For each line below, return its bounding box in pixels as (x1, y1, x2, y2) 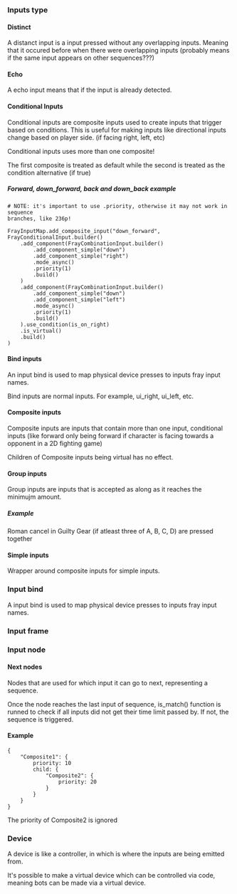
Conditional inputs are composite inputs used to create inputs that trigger (7, 118, 222, 126)
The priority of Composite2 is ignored (7, 816, 117, 824)
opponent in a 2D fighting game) (7, 439, 103, 447)
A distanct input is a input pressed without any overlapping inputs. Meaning (7, 38, 229, 47)
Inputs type (7, 5, 48, 15)
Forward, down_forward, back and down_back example (7, 184, 177, 193)
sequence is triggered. (7, 714, 74, 724)
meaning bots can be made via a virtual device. (7, 878, 146, 888)
